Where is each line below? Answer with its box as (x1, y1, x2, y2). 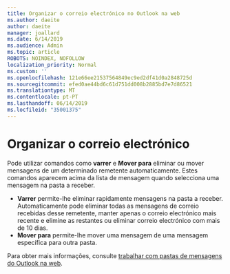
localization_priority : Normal (7, 61, 97, 68)
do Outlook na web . (7, 259, 63, 267)
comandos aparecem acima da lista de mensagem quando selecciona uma (7, 173, 220, 182)
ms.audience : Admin (7, 42, 63, 49)
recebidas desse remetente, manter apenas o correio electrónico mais (17, 208, 217, 217)
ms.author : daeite (7, 17, 60, 23)
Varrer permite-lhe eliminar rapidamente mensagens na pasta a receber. (17, 194, 224, 202)
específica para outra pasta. (17, 238, 98, 246)
